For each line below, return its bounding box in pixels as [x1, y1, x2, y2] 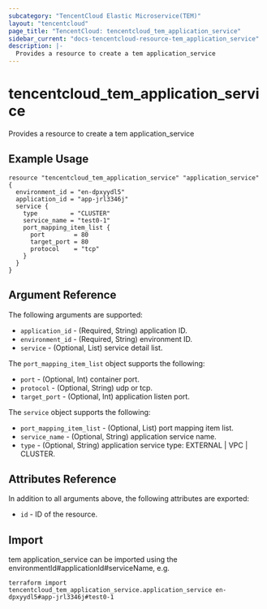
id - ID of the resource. [19, 509, 98, 520]
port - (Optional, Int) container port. [19, 374, 140, 384]
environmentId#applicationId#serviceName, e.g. [8, 564, 170, 573]
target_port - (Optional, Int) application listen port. [19, 391, 191, 401]
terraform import [8, 579, 67, 587]
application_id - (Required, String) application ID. [19, 326, 188, 335]
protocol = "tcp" [29, 244, 100, 253]
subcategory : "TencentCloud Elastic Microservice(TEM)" [8, 11, 201, 20]
